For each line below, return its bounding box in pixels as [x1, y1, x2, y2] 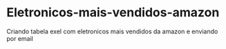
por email [6, 34, 34, 42]
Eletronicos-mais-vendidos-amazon [6, 5, 220, 20]
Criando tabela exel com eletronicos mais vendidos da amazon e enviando [6, 27, 218, 35]
